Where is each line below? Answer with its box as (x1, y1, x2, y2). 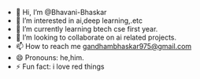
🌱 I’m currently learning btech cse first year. (15, 24, 158, 33)
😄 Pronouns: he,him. (15, 53, 84, 62)
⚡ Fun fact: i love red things (15, 62, 105, 71)
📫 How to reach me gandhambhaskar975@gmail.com (15, 42, 192, 51)
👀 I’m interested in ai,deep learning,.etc (15, 16, 143, 25)
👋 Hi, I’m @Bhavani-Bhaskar (15, 8, 107, 17)
